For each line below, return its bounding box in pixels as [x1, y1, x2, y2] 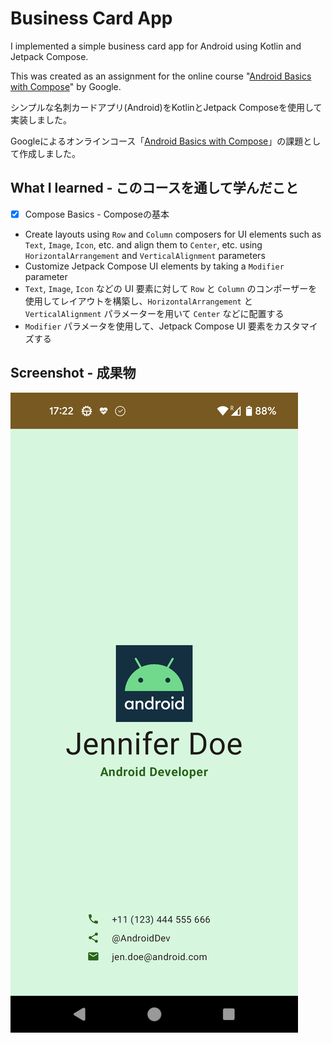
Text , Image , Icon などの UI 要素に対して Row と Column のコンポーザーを [24, 282, 318, 294]
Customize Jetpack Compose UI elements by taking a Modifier [24, 260, 285, 272]
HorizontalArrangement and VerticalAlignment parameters [24, 249, 266, 261]
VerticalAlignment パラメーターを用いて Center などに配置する [24, 307, 285, 319]
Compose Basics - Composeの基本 [24, 208, 170, 220]
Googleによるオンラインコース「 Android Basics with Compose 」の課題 [10, 135, 304, 147]
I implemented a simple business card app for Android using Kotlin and [10, 40, 302, 52]
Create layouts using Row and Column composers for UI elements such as [24, 228, 322, 240]
